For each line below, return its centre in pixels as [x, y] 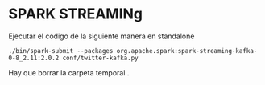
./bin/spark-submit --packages [61, 51]
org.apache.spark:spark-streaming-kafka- [187, 51]
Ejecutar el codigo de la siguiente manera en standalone [101, 36]
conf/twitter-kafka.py [100, 58]
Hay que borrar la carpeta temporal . [69, 72]
